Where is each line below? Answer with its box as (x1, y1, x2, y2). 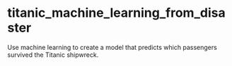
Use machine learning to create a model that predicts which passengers (7, 43, 217, 51)
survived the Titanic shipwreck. (7, 51, 99, 59)
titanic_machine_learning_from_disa (7, 5, 226, 21)
